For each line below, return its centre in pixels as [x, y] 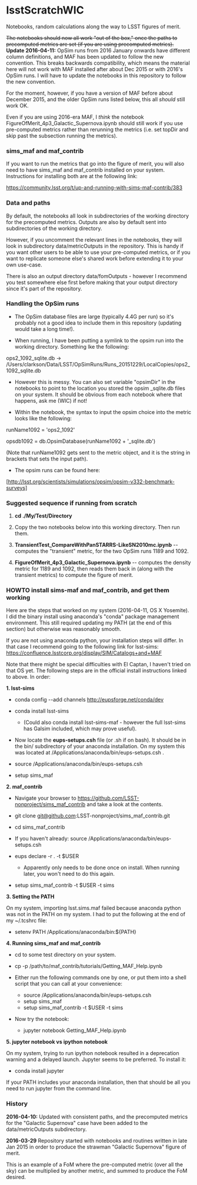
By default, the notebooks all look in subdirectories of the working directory [98, 216]
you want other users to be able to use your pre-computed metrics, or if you [98, 252]
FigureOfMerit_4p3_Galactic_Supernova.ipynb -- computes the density [103, 563]
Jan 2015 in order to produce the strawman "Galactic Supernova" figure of [96, 1147]
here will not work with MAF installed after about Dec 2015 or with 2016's [95, 69]
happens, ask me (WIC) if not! [51, 400]
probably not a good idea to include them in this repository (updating [98, 323]
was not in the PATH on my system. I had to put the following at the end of [96, 914]
